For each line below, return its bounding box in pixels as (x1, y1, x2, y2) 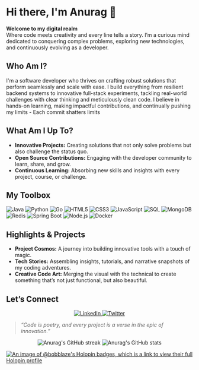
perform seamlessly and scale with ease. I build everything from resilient (6, 83, 184, 90)
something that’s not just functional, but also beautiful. (14, 277, 147, 284)
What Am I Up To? (6, 126, 73, 136)
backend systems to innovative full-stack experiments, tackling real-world (6, 89, 187, 97)
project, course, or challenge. (14, 173, 87, 180)
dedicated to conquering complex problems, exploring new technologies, (6, 37, 185, 45)
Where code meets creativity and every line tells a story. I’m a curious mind (6, 31, 190, 38)
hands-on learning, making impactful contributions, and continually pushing (6, 102, 191, 109)
